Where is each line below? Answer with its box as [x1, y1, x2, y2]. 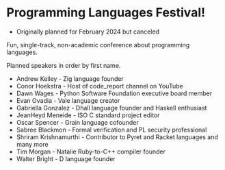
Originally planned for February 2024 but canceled [16, 27, 160, 36]
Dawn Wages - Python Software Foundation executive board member [16, 89, 213, 97]
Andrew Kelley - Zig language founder [16, 74, 124, 83]
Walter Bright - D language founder [16, 154, 116, 162]
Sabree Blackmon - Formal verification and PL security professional [16, 125, 207, 134]
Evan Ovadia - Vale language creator [16, 96, 120, 104]
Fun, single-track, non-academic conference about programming [6, 40, 190, 49]
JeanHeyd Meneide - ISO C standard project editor [16, 111, 160, 119]
